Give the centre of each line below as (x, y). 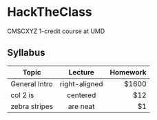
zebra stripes (32, 106)
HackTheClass (50, 12)
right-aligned (81, 83)
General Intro (32, 83)
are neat (81, 106)
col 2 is (22, 95)
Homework (128, 72)
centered (81, 95)
